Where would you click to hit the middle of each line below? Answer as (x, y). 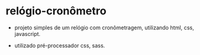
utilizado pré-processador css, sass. (60, 45)
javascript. (27, 33)
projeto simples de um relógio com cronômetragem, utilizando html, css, (104, 27)
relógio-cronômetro (56, 11)
